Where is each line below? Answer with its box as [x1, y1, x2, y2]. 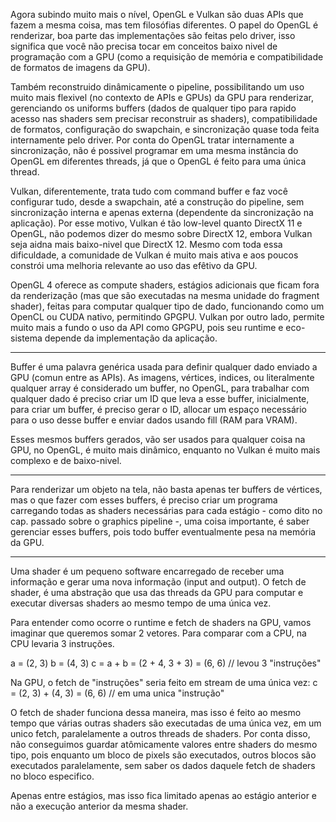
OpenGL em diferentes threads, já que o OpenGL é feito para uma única [10, 155, 307, 167]
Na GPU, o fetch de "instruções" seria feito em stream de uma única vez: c [10, 677, 318, 688]
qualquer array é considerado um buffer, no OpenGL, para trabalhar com [10, 382, 310, 394]
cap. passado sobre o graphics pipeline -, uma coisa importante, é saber [10, 515, 310, 527]
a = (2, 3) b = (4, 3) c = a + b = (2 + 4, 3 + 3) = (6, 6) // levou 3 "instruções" [10, 657, 322, 669]
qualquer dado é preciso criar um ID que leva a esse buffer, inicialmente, [10, 393, 310, 404]
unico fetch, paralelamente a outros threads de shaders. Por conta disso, [10, 728, 311, 739]
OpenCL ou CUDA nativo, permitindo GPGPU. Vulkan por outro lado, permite [10, 311, 325, 323]
